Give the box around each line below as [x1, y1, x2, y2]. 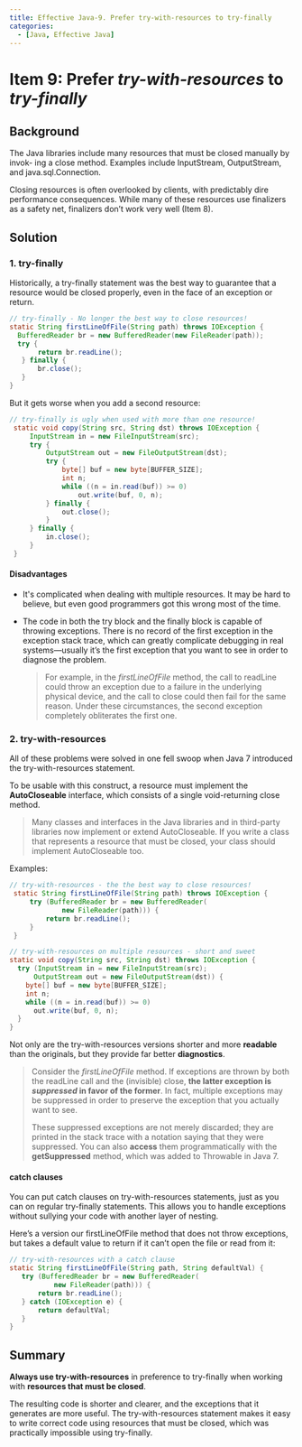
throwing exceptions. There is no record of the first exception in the [22, 626, 273, 636]
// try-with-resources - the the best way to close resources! [9, 881, 252, 890]
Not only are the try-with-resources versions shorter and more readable [9, 1039, 278, 1050]
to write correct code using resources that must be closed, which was [9, 1418, 270, 1429]
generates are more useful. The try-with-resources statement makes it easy [9, 1408, 291, 1419]
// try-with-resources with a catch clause [9, 1256, 176, 1265]
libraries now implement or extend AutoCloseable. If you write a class [31, 827, 290, 838]
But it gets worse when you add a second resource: [9, 397, 201, 408]
